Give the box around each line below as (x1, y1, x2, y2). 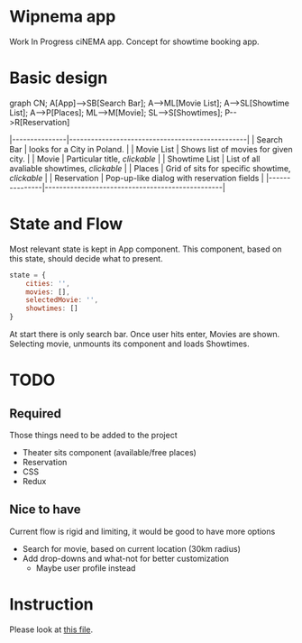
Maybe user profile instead (35, 562, 136, 574)
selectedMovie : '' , (25, 296, 99, 305)
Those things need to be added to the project (9, 430, 178, 441)
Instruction (9, 594, 94, 615)
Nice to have (9, 502, 81, 518)
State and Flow (9, 214, 124, 234)
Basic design (9, 68, 108, 88)
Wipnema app (9, 6, 116, 27)
